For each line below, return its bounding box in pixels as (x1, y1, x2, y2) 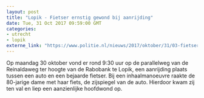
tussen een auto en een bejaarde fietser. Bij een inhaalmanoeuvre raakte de (6, 72, 195, 79)
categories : (6, 25, 36, 32)
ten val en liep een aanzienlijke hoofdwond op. (6, 85, 123, 92)
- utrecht (6, 31, 32, 38)
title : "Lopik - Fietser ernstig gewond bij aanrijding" (6, 15, 154, 21)
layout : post (6, 8, 39, 15)
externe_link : (6, 43, 42, 49)
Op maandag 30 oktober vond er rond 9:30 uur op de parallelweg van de (6, 59, 189, 67)
